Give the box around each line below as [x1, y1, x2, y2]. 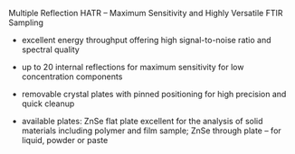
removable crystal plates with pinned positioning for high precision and [21, 89, 287, 99]
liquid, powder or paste [21, 135, 109, 145]
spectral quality [21, 44, 81, 55]
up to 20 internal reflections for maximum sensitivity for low [21, 62, 244, 72]
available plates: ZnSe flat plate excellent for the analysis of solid [21, 116, 263, 126]
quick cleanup [21, 98, 75, 109]
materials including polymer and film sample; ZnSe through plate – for [21, 125, 281, 136]
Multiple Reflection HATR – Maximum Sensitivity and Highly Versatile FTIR [8, 8, 283, 18]
